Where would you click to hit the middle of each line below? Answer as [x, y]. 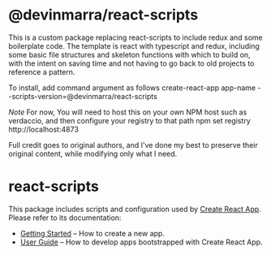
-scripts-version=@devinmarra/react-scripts [83, 96]
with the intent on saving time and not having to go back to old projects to [131, 63]
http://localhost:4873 [44, 129]
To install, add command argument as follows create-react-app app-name [132, 88]
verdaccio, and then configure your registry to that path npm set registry [130, 120]
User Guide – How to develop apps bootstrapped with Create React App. [141, 242]
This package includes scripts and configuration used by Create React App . [135, 209]
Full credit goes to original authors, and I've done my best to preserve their [133, 145]
